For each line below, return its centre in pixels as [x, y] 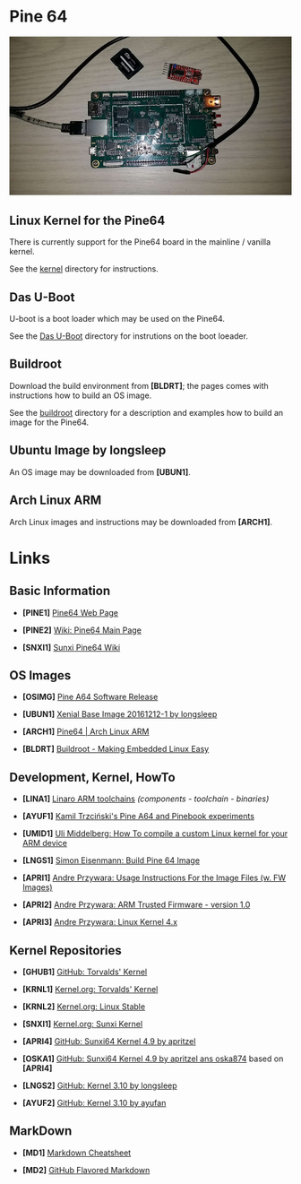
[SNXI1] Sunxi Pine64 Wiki [71, 647]
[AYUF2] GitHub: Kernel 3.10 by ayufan [94, 1102]
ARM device [44, 843]
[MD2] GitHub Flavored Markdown [86, 1170]
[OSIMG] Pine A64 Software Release [90, 697]
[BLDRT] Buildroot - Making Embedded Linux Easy [116, 749]
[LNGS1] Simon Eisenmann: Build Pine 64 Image [111, 860]
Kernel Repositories [66, 951]
